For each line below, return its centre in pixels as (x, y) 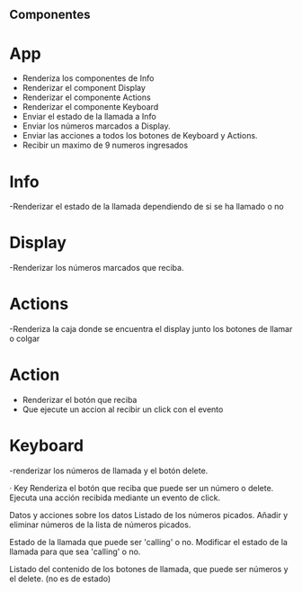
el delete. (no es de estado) (60, 579)
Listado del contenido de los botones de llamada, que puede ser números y (149, 570)
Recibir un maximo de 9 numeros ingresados (105, 145)
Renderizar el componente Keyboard (90, 107)
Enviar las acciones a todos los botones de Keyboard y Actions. (140, 136)
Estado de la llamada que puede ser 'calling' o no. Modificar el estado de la (148, 543)
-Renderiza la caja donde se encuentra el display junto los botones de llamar (151, 329)
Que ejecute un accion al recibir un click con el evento (123, 409)
